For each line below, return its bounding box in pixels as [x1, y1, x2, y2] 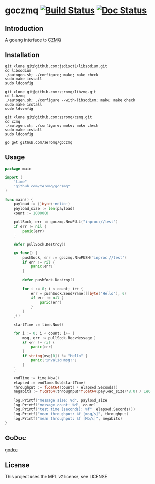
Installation [5, 51, 40, 59]
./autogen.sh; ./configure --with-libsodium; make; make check [5, 97, 136, 103]
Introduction [5, 24, 44, 32]
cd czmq [5, 119, 21, 124]
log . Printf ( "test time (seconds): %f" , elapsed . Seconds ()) [14, 407, 136, 412]
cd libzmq [5, 94, 25, 98]
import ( [5, 175, 23, 180]
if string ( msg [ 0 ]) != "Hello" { [22, 354, 88, 359]
